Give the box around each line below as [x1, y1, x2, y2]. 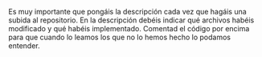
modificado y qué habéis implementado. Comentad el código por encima [8, 24, 250, 33]
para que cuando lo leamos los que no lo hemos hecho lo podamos [8, 32, 231, 42]
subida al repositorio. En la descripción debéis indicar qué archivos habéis [8, 15, 255, 25]
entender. [8, 41, 40, 51]
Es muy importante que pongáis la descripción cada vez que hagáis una [8, 7, 247, 16]
